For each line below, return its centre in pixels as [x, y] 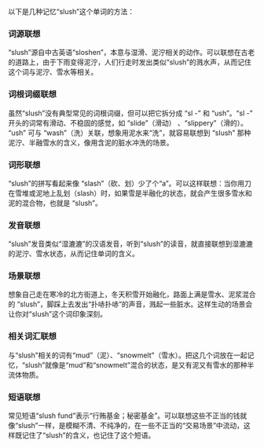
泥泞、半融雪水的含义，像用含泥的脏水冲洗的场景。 [91, 142]
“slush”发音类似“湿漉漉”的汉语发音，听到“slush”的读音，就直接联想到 [120, 244]
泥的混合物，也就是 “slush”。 [55, 203]
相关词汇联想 [33, 336]
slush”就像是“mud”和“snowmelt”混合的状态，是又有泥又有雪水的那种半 [139, 365]
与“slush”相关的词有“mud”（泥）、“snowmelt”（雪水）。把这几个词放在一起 [128, 355]
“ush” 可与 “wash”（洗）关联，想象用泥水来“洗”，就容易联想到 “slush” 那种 [130, 133]
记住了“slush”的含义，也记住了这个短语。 [88, 435]
